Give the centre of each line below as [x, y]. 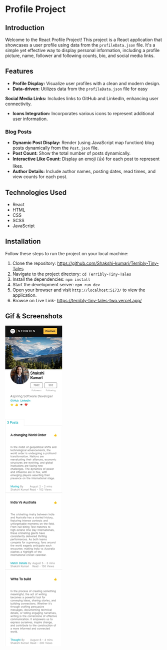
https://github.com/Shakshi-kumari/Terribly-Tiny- [108, 263]
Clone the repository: [34, 263]
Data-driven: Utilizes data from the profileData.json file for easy [80, 89]
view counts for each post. [40, 177]
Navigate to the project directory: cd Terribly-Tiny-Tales [72, 274]
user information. [30, 119]
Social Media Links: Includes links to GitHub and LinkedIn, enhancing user [82, 98]
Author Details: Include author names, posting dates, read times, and [84, 172]
